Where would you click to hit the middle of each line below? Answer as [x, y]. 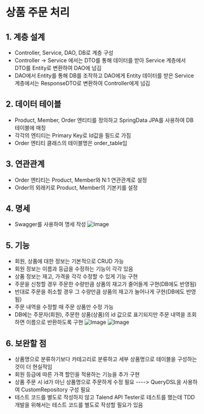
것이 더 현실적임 [33, 367]
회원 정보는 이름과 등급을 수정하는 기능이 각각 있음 [74, 269]
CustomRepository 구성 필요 [56, 390]
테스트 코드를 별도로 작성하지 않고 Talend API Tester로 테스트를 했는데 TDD [105, 398]
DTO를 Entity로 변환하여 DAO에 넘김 [58, 68]
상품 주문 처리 [38, 12]
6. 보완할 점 [26, 343]
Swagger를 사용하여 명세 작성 [50, 224]
